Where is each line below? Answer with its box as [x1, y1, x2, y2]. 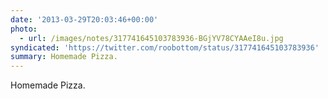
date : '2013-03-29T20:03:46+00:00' [10, 14, 159, 25]
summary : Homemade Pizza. [10, 52, 118, 62]
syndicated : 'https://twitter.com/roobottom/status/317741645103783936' [10, 42, 320, 53]
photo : [10, 24, 38, 34]
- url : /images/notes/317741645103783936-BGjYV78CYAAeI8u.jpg [19, 33, 284, 43]
